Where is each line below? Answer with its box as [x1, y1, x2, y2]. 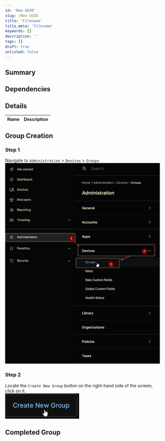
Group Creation [5, 131, 53, 140]
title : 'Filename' [5, 18, 43, 23]
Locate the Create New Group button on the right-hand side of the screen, [5, 382, 153, 388]
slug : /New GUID [5, 13, 38, 18]
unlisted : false [5, 49, 38, 54]
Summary [5, 68, 36, 77]
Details [5, 101, 27, 110]
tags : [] [5, 39, 23, 44]
